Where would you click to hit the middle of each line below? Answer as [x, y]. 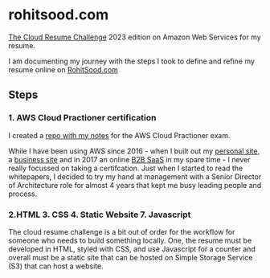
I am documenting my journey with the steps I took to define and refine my [132, 61]
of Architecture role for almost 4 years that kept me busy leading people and [135, 185]
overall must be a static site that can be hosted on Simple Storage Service [131, 257]
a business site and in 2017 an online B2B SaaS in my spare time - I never [129, 159]
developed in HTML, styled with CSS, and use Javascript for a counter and [132, 249]
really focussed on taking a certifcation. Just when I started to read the [126, 168]
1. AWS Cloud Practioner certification [82, 118]
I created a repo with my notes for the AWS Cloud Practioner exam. [119, 135]
